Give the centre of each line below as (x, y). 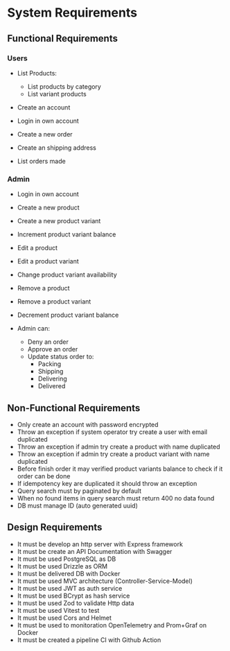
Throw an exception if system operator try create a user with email (112, 432)
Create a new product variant (59, 221)
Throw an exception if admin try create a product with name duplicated (118, 446)
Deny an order (48, 342)
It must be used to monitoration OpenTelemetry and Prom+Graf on (112, 625)
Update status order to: (61, 357)
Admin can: (34, 329)
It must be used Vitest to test (58, 610)
